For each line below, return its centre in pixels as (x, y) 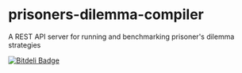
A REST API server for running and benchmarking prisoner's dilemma (121, 36)
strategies (25, 44)
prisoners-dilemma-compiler (106, 15)
